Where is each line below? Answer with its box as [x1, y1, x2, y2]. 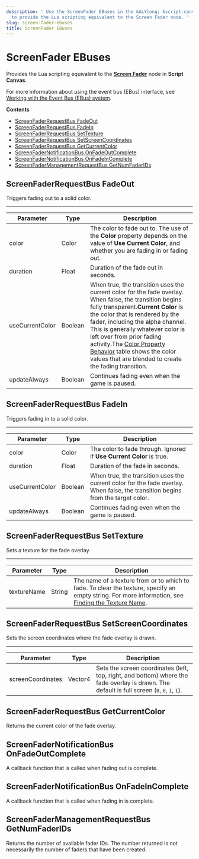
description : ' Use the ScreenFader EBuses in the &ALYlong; [6, 8, 161, 15]
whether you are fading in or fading [89, 247, 188, 254]
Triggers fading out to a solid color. [6, 195, 92, 202]
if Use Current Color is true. [89, 452, 169, 460]
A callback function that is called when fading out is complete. [6, 765, 158, 772]
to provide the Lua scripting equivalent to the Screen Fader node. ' [11, 14, 190, 20]
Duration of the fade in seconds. [89, 462, 179, 470]
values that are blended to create [89, 355, 182, 362]
